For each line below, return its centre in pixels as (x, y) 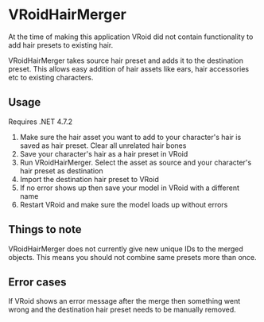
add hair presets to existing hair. (61, 45)
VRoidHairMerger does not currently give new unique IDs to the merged (126, 249)
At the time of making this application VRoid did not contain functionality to (131, 37)
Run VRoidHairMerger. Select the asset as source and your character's (136, 162)
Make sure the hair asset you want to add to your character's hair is (130, 137)
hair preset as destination (61, 171)
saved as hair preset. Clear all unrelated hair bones (103, 145)
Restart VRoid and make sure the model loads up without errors (124, 204)
